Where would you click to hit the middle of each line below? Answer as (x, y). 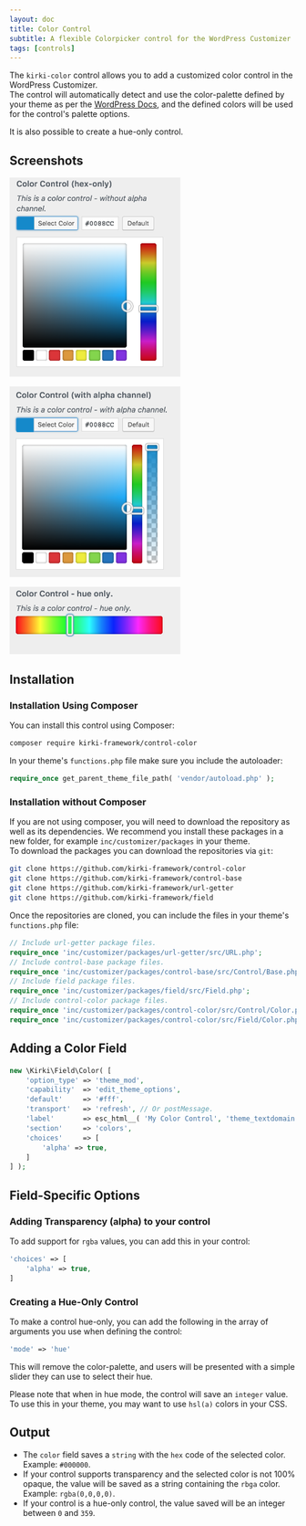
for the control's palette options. (70, 114)
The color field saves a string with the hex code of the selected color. (154, 1454)
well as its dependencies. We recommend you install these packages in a (147, 832)
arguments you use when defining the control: (96, 1331)
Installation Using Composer (74, 706)
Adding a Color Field (68, 1049)
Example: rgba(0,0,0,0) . (69, 1493)
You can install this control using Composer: (92, 725)
